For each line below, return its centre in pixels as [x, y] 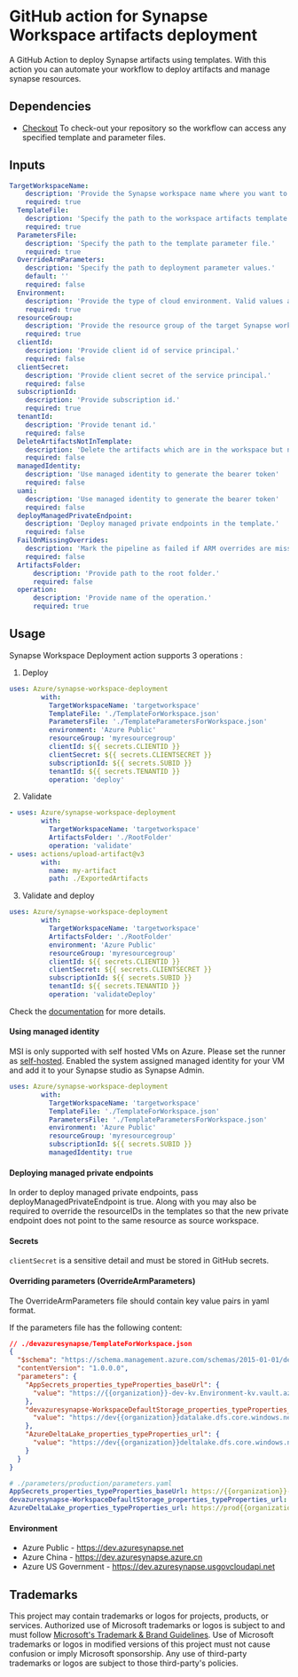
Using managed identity [55, 1032]
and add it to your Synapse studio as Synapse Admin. [107, 1070]
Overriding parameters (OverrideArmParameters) [102, 1280]
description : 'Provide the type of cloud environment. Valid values [154, 301]
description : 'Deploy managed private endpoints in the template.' [152, 524]
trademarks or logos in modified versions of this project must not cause [140, 1644]
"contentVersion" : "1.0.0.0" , [73, 1368]
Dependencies [50, 107]
